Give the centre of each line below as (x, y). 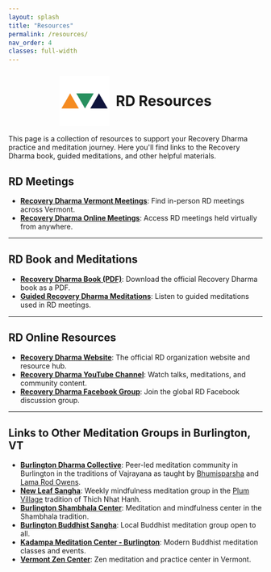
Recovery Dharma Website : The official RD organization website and (135, 357)
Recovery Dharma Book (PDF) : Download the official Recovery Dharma (139, 279)
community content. (53, 383)
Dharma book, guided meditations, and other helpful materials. (112, 156)
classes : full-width (43, 51)
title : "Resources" (41, 25)
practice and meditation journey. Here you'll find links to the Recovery (124, 147)
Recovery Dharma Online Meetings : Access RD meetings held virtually (139, 217)
